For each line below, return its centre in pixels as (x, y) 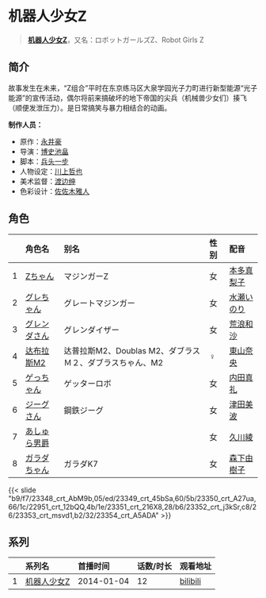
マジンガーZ (86, 276)
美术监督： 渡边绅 (47, 181)
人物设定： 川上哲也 (51, 171)
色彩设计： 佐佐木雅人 (54, 191)
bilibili (190, 581)
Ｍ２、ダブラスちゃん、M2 (114, 362)
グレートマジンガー (100, 303)
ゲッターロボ (88, 384)
